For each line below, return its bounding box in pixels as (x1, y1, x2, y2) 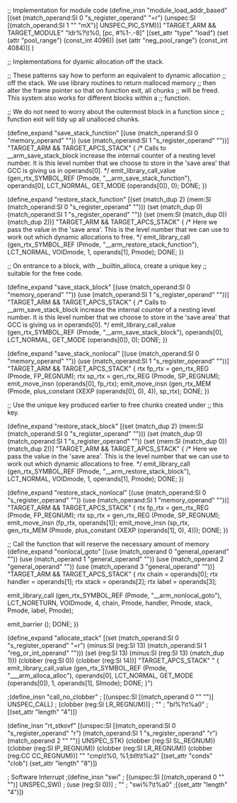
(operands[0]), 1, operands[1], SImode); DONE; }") (7, 679, 154, 687)
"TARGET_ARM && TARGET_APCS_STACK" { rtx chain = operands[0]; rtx (7, 570, 218, 578)
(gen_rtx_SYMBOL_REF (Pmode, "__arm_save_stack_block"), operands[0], (7, 328, 224, 336)
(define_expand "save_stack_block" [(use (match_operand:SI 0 (7, 283, 191, 291)
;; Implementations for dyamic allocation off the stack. (7, 57, 165, 66)
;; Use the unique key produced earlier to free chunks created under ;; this (7, 400, 224, 409)
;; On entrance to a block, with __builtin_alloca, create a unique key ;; (7, 262, 207, 270)
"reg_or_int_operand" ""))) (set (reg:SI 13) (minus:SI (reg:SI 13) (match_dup (7, 648, 225, 657)
